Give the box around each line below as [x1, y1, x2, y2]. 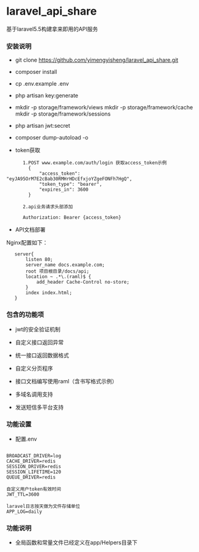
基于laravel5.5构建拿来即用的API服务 [6, 25, 98, 32]
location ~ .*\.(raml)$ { [25, 274, 92, 280]
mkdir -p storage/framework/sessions [15, 110, 111, 117]
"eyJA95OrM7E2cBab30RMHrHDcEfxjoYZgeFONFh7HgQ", [6, 176, 132, 182]
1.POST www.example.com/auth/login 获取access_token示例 [22, 160, 167, 166]
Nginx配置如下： [6, 239, 48, 246]
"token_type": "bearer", [38, 182, 103, 188]
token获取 [15, 147, 41, 154]
